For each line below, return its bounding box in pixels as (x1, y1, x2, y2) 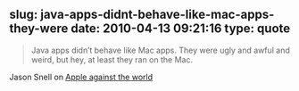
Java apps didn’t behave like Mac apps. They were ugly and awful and (30, 45, 290, 55)
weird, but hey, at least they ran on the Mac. (30, 54, 194, 65)
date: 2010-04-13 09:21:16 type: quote (71, 21, 291, 37)
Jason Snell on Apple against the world (9, 71, 154, 82)
